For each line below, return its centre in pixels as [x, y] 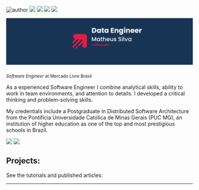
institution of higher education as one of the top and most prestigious [91, 124]
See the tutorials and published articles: [54, 175]
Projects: [23, 161]
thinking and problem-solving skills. [49, 99]
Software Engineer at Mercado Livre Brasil [49, 76]
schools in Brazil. [27, 130]
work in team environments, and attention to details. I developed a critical [96, 93]
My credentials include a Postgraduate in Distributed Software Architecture [98, 111]
